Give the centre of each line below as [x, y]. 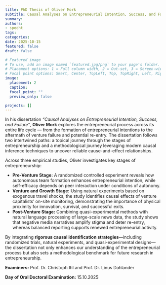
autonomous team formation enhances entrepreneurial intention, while [84, 180]
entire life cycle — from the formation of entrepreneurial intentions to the [79, 130]
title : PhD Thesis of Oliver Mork [41, 10]
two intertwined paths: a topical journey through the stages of [68, 141]
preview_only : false [31, 97]
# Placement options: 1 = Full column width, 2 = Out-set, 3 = [72, 69]
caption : [19, 87]
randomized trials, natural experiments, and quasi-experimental [70, 243]
